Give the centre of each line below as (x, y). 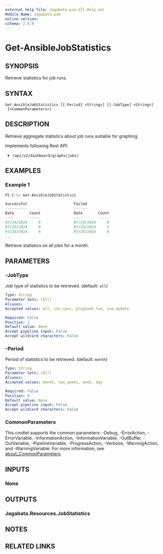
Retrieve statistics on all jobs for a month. (47, 245)
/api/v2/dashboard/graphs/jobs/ (45, 156)
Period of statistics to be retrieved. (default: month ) (56, 359)
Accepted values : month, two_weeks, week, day (54, 382)
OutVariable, (18, 443)
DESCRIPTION (27, 124)
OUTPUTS (21, 499)
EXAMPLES (23, 171)
